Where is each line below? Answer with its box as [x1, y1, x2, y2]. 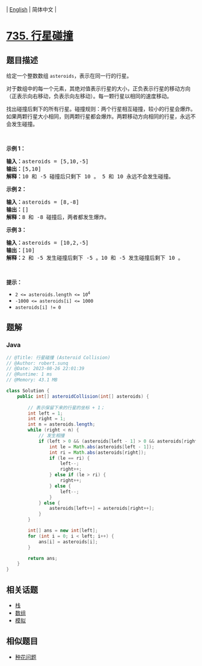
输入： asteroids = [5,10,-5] [6, 158, 89, 165]
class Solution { [6, 388, 50, 394]
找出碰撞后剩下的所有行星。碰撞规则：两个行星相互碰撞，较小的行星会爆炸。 [6, 105, 196, 112]
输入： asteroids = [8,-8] [6, 199, 79, 206]
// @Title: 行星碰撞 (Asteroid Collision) [6, 354, 111, 360]
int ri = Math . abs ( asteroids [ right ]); [49, 449, 147, 456]
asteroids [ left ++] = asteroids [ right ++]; [49, 506, 155, 512]
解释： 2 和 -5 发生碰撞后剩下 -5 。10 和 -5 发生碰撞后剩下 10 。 [6, 254, 184, 261]
